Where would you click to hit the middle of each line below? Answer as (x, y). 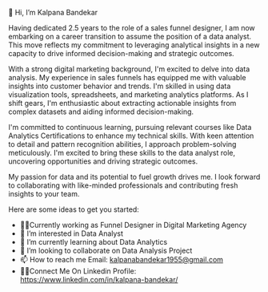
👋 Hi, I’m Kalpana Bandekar (53, 12)
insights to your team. (44, 194)
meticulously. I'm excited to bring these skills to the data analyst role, (122, 153)
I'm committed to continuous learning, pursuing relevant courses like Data (130, 127)
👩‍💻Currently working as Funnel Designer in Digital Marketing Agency (133, 225)
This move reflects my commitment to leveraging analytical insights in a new (134, 45)
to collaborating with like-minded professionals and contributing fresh (123, 185)
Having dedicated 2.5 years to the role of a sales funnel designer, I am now (132, 28)
